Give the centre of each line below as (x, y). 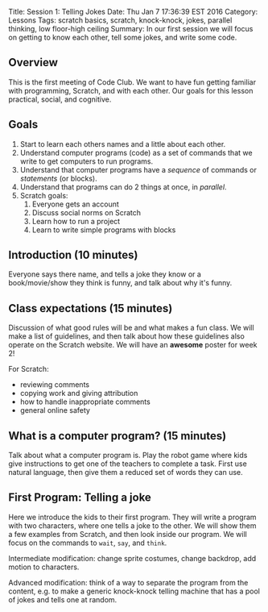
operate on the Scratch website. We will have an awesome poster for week (133, 345)
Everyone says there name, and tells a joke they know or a (105, 274)
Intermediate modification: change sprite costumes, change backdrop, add (132, 558)
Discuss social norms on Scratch (87, 212)
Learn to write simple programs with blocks (104, 230)
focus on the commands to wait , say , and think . (88, 543)
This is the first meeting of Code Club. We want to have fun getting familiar (132, 82)
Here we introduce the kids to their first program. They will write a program (132, 517)
